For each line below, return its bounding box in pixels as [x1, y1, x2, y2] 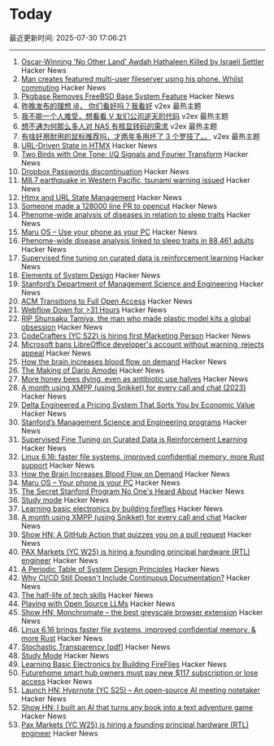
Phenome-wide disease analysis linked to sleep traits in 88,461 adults [20, 235, 254, 245]
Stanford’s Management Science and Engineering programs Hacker [20, 417, 247, 427]
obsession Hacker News [20, 322, 103, 332]
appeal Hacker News [20, 347, 92, 358]
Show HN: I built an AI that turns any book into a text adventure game [20, 702, 254, 712]
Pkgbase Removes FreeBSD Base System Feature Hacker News [20, 91, 235, 101]
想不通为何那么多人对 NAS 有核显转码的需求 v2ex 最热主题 [20, 121, 218, 131]
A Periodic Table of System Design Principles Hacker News [20, 564, 220, 574]
